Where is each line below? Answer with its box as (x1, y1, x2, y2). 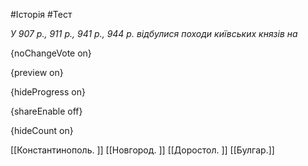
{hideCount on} (10, 125, 74, 136)
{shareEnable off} (10, 105, 83, 117)
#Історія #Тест (10, 9, 73, 20)
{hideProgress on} (10, 86, 86, 98)
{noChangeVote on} (10, 47, 92, 59)
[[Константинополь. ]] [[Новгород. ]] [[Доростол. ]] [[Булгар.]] (10, 144, 275, 156)
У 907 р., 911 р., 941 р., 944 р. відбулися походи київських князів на (10, 28, 298, 39)
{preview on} (10, 67, 64, 78)
